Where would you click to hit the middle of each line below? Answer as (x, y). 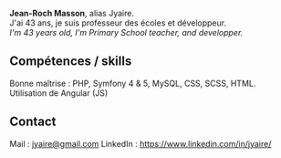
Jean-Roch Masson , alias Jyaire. (72, 13)
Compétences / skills (71, 62)
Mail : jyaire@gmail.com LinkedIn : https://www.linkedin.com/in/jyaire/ (140, 143)
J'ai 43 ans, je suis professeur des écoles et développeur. (118, 23)
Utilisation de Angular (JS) (59, 93)
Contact (33, 122)
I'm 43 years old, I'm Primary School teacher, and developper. (126, 32)
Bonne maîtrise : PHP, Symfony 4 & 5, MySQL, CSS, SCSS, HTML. (133, 83)
